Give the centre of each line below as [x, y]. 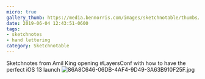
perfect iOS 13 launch [34, 69]
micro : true [21, 12]
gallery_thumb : [26, 18]
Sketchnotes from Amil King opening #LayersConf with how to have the [96, 63]
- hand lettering [28, 40]
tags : [13, 29]
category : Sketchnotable [38, 46]
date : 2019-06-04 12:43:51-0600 [47, 23]
